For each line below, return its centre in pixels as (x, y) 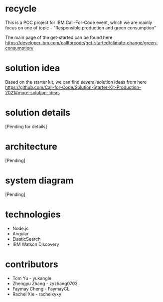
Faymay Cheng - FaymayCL (41, 289)
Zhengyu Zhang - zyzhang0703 (45, 283)
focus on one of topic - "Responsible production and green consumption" (81, 27)
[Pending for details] (26, 126)
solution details (38, 113)
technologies (33, 214)
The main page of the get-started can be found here (59, 37)
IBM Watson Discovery (36, 244)
